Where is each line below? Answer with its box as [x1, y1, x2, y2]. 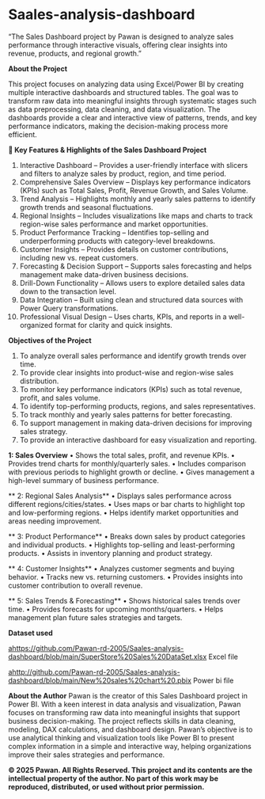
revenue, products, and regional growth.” [8, 48, 142, 58]
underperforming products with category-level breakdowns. [19, 236, 216, 245]
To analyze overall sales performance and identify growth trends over [19, 351, 247, 360]
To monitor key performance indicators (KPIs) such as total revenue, [19, 384, 243, 394]
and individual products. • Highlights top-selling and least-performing [8, 540, 236, 550]
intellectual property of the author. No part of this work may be [8, 774, 219, 783]
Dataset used [8, 628, 53, 637]
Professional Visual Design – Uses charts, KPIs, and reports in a [19, 311, 227, 322]
